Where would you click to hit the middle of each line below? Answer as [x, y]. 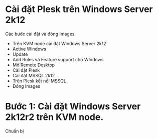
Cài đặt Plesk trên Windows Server [79, 9]
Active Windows [29, 49]
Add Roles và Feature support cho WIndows [58, 59]
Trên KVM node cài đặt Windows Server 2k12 [59, 43]
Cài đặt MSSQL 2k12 [34, 75]
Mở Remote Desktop [34, 65]
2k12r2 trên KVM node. [54, 117]
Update [20, 54]
